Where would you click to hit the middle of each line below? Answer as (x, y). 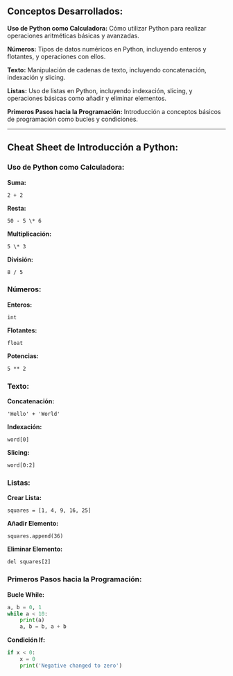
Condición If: (26, 640)
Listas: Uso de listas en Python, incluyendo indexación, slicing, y (100, 90)
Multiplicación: (29, 234)
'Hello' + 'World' (34, 414)
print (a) (32, 620)
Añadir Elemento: (33, 524)
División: (20, 259)
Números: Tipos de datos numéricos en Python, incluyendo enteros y (107, 49)
